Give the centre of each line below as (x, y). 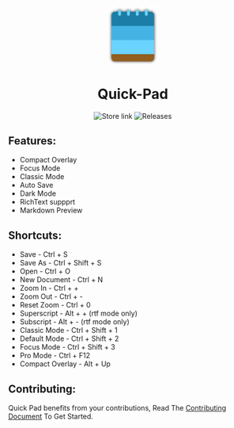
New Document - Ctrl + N (61, 280)
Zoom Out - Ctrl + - (51, 296)
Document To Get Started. (51, 416)
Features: (32, 141)
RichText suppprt (47, 202)
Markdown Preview (51, 210)
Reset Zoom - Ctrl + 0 (55, 305)
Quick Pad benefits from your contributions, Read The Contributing (117, 407)
